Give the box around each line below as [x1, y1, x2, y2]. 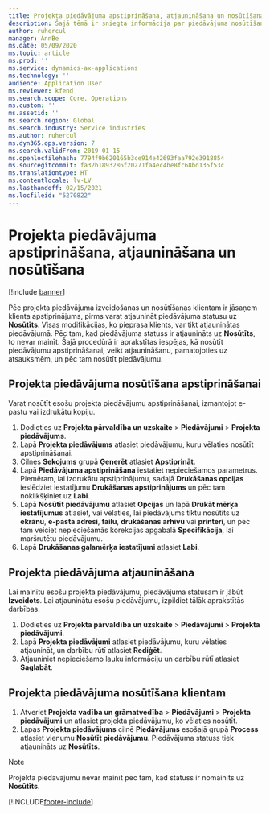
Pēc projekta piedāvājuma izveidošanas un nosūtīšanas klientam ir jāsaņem [8, 303, 258, 312]
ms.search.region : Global [8, 117, 95, 125]
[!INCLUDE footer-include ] [8, 797, 94, 806]
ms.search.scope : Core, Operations [8, 94, 128, 102]
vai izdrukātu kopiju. [28, 407, 96, 417]
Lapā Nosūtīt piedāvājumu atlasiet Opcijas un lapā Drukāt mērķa [19, 500, 239, 510]
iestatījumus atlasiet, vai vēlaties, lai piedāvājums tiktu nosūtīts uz [19, 508, 240, 518]
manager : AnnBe [8, 34, 59, 43]
